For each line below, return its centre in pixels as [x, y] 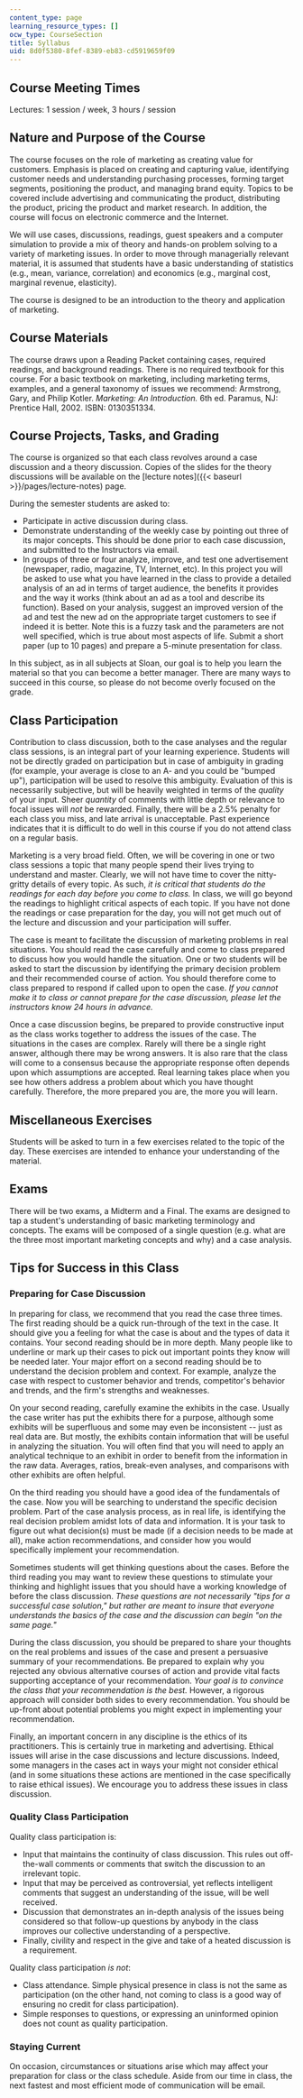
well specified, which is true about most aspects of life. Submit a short [153, 636]
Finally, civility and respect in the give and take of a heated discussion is [156, 1940]
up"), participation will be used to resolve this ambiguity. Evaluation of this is [151, 780]
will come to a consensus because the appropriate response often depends [150, 1063]
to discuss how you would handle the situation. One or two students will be [148, 959]
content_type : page [46, 18]
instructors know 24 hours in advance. [81, 1008]
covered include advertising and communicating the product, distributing [145, 198]
